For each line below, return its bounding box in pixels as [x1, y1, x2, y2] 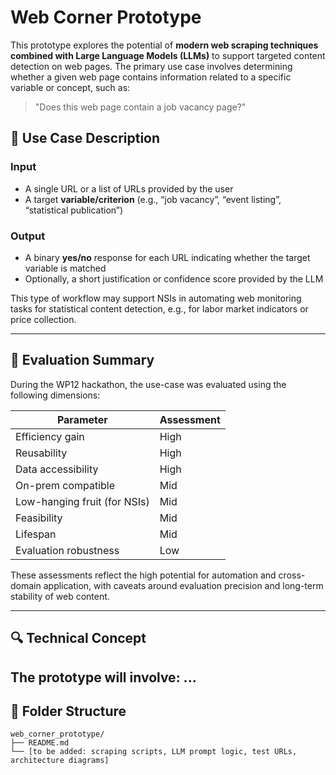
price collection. [10, 313, 77, 325]
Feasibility [15, 511, 63, 525]
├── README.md [10, 738, 70, 748]
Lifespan [15, 527, 57, 541]
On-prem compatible [15, 478, 116, 492]
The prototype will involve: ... [10, 669, 197, 686]
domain [10, 579, 42, 591]
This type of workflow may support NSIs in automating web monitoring [10, 292, 302, 304]
